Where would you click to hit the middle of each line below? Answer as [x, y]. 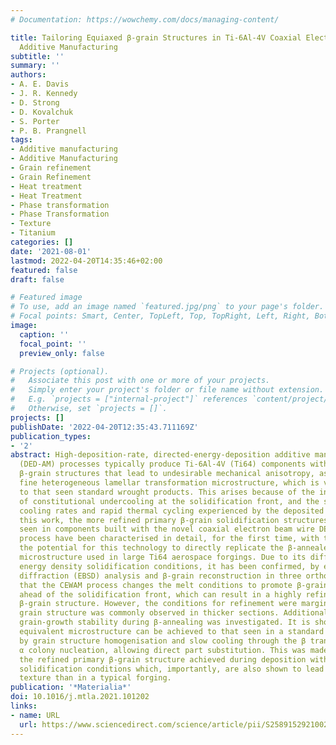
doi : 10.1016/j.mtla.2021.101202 [80, 697]
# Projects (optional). [60, 371]
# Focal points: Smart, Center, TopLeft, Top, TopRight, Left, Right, [160, 316]
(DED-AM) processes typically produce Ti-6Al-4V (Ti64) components [163, 464]
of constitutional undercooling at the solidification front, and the [169, 501]
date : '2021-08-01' [51, 251]
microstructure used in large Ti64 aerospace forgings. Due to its [163, 557]
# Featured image [46, 297]
